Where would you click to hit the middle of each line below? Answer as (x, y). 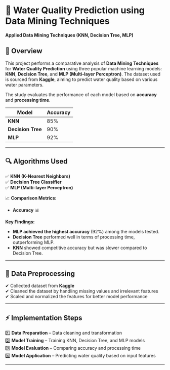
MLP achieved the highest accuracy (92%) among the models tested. (86, 231)
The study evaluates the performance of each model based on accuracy (81, 94)
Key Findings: (20, 222)
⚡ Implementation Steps (44, 318)
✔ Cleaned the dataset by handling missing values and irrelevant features (82, 291)
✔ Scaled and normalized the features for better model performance (76, 297)
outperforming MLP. (33, 242)
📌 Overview (24, 51)
